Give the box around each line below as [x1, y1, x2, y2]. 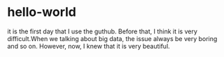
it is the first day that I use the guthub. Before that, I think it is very [7, 27, 198, 35]
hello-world [7, 4, 77, 20]
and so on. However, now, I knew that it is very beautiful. [7, 42, 170, 50]
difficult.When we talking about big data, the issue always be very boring [7, 34, 218, 42]
